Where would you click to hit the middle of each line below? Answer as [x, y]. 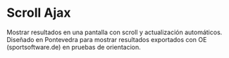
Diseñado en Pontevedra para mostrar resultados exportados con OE [107, 39]
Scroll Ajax [39, 13]
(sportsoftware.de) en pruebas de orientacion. [74, 47]
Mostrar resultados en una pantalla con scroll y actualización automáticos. [114, 32]
